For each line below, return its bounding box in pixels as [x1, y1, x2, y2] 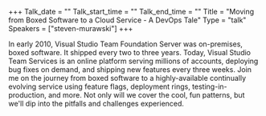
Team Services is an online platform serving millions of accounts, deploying [8, 56, 259, 66]
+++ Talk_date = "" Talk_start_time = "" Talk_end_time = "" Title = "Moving [8, 7, 255, 16]
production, [8, 90, 47, 99]
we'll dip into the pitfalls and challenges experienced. [8, 99, 185, 108]
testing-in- [191, 82, 227, 91]
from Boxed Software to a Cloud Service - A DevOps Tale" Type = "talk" [8, 15, 247, 25]
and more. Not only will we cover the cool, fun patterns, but [47, 90, 245, 99]
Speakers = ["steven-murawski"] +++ [8, 24, 133, 33]
